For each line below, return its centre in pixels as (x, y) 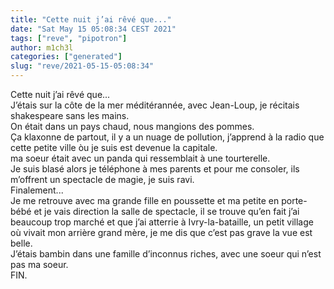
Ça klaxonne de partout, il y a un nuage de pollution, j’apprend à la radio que (167, 137)
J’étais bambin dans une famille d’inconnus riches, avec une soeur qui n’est (166, 254)
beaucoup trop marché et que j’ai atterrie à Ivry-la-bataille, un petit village (162, 222)
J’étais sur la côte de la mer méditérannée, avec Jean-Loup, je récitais (155, 105)
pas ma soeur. (39, 264)
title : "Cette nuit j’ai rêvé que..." (91, 19)
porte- (294, 200)
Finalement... (37, 190)
